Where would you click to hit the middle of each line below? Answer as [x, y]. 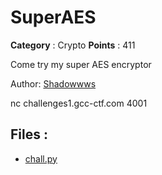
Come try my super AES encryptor [81, 64]
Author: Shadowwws [53, 83]
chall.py [41, 158]
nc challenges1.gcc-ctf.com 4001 [79, 103]
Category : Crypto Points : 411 [73, 45]
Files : [29, 134]
